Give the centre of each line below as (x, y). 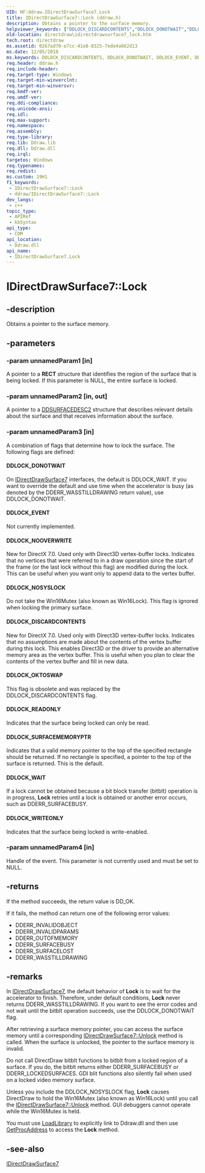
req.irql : (19, 154)
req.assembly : (24, 131)
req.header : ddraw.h (33, 63)
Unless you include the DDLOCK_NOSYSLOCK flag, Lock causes (88, 1092)
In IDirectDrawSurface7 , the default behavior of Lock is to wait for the (94, 991)
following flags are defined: (41, 452)
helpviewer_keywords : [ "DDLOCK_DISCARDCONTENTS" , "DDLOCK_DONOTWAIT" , (97, 29)
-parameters (31, 343)
